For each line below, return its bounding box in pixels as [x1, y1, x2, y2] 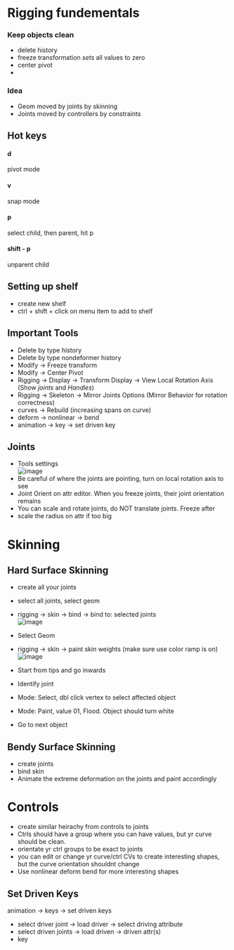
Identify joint [17, 680, 54, 688]
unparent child [7, 260, 49, 269]
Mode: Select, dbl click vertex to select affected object [17, 693, 176, 702]
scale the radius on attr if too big [17, 512, 112, 520]
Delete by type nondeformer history [17, 353, 122, 361]
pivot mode [7, 165, 40, 174]
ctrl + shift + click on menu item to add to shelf [17, 307, 153, 315]
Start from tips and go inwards [17, 666, 106, 674]
